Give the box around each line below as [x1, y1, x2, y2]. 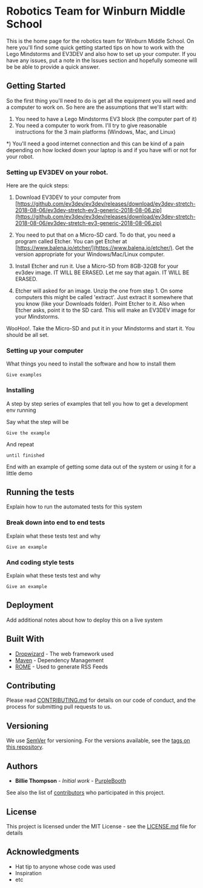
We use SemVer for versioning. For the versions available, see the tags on [6, 737, 190, 744]
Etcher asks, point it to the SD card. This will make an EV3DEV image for [15, 307, 196, 314]
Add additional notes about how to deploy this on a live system [6, 616, 163, 623]
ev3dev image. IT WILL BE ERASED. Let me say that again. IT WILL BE [15, 269, 190, 276]
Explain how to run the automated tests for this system [6, 503, 142, 510]
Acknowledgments [6, 847, 80, 857]
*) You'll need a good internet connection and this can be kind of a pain [6, 140, 185, 147]
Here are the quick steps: [6, 182, 70, 189]
